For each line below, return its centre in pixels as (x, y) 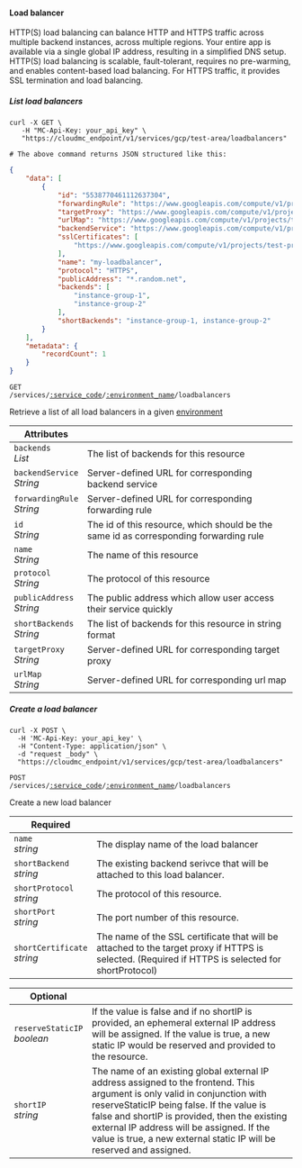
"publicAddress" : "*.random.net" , (122, 279)
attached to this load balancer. (160, 875)
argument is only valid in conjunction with (179, 1094)
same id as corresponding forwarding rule (175, 536)
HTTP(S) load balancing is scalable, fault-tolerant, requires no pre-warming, (150, 61)
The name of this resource (143, 556)
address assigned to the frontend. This (173, 1082)
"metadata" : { (52, 346)
